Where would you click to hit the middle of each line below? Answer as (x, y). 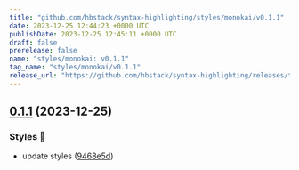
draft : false (33, 42)
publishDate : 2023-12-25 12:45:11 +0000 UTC (93, 34)
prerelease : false (43, 51)
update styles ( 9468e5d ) (68, 156)
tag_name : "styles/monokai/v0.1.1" (75, 68)
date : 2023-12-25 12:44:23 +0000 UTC (79, 26)
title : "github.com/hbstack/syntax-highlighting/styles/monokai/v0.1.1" (147, 17)
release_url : (33, 76)
